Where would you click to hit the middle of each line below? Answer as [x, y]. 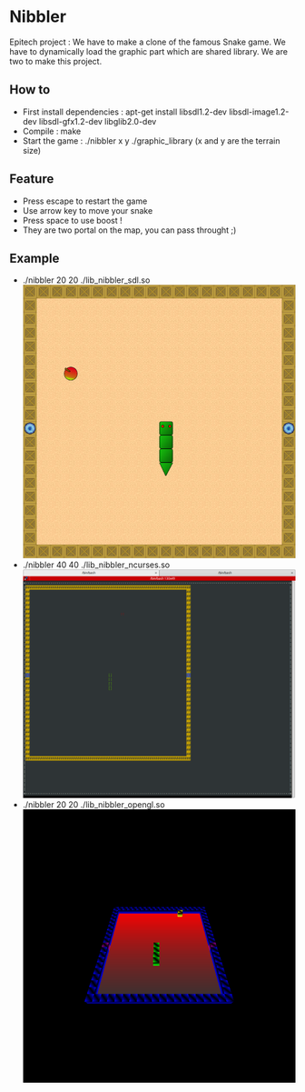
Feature [32, 179]
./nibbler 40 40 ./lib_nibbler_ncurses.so [96, 565]
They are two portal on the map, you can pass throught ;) [129, 230]
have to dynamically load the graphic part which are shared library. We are [149, 51]
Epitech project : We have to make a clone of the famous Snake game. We [148, 42]
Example [34, 258]
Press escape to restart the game [85, 201]
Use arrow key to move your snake [88, 210]
